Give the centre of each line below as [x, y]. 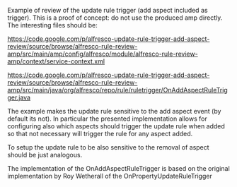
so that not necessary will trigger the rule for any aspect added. [100, 134]
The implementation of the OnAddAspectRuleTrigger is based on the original [118, 168]
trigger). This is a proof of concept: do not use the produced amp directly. [115, 18]
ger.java [19, 97]
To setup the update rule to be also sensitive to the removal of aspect [109, 147]
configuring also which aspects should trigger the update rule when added [116, 126]
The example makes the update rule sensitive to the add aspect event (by [114, 111]
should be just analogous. [45, 155]
